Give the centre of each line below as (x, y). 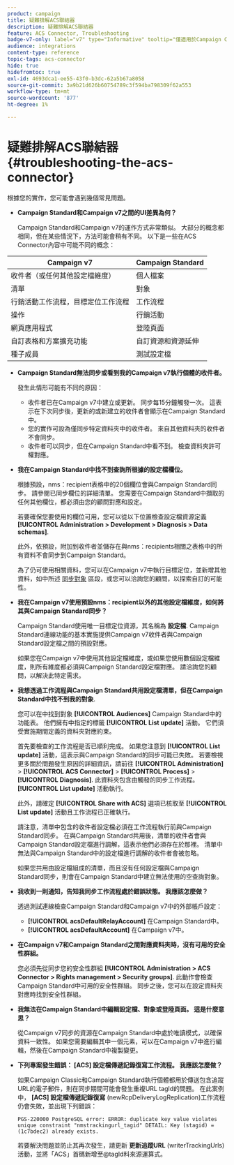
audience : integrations (42, 46)
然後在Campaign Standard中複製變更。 (86, 1050)
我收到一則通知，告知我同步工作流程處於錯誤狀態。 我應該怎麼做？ (113, 891)
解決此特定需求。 (60, 675)
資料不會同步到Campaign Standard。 (77, 555)
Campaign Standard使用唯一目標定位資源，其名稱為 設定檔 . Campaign (118, 625)
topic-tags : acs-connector (46, 59)
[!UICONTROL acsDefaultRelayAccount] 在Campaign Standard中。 (125, 921)
